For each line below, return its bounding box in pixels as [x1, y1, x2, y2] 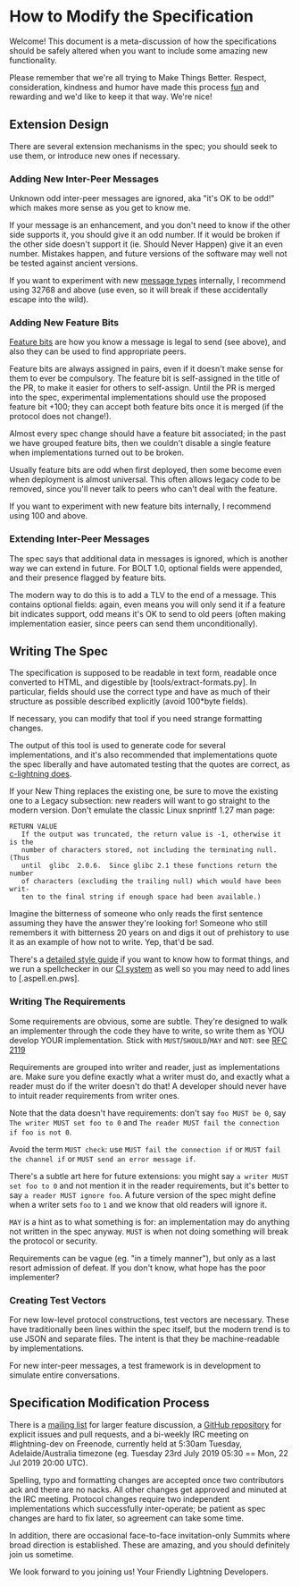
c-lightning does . [9, 769, 72, 780]
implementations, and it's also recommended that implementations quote [9, 749, 278, 761]
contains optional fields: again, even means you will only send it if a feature [9, 599, 286, 610]
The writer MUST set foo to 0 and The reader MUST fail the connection [9, 1117, 279, 1127]
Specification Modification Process [9, 1396, 210, 1411]
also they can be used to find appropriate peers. [9, 346, 187, 357]
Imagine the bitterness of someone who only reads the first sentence [9, 908, 263, 919]
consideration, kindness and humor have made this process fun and [9, 81, 260, 92]
